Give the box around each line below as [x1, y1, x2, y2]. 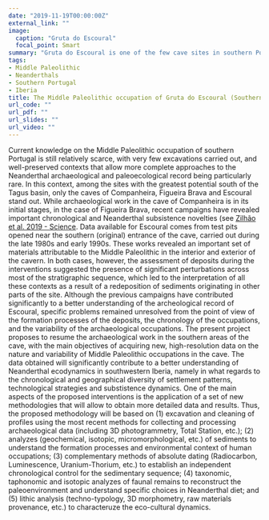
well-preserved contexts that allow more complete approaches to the [8, 162, 236, 172]
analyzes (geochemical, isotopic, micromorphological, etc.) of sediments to [8, 434, 257, 444]
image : [8, 26, 30, 34]
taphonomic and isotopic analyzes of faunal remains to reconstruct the [8, 477, 242, 486]
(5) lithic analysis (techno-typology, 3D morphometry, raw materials [8, 494, 232, 503]
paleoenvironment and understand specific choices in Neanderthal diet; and [8, 485, 259, 494]
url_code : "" [8, 101, 52, 109]
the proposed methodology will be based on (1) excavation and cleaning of [8, 409, 255, 418]
